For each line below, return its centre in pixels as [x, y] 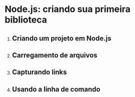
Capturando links [39, 72]
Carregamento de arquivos [55, 55]
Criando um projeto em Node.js [61, 38]
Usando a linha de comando [56, 89]
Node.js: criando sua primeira [68, 9]
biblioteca [26, 20]
